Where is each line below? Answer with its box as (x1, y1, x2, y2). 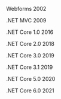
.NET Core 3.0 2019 (6, 52, 55, 59)
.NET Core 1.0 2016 (6, 28, 54, 36)
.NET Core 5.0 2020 (6, 75, 56, 82)
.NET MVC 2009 (6, 17, 47, 24)
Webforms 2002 (6, 5, 47, 12)
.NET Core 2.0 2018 (6, 40, 55, 47)
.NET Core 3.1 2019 (6, 63, 53, 71)
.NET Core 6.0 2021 (6, 87, 54, 94)
